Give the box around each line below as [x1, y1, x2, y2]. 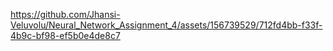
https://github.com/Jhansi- [10, 9, 121, 20]
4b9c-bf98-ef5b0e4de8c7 [10, 30, 121, 41]
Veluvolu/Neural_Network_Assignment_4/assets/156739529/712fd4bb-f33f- [10, 19, 323, 31]
